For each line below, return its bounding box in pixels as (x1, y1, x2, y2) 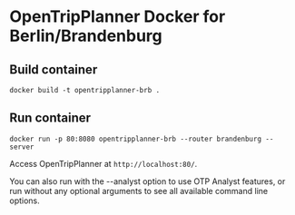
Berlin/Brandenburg (9, 25, 163, 46)
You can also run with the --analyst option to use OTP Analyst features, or (9, 175, 286, 187)
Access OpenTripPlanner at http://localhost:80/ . (9, 158, 198, 169)
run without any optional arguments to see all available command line (9, 185, 269, 196)
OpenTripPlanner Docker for (9, 6, 226, 27)
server (9, 142, 34, 151)
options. (9, 195, 41, 206)
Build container (9, 62, 98, 77)
